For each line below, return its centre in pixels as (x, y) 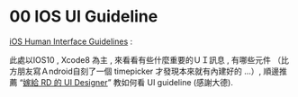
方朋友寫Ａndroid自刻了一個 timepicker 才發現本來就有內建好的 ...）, (135, 71)
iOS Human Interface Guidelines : (71, 41)
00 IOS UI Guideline (84, 17)
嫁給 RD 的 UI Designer (65, 82)
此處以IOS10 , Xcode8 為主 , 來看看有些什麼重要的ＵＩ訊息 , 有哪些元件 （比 (149, 59)
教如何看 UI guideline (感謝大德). (173, 82)
